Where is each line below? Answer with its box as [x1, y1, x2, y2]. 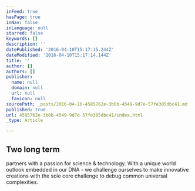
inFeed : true [6, 8, 38, 15]
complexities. [6, 178, 39, 185]
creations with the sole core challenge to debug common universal [6, 172, 167, 179]
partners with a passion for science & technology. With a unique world [6, 159, 176, 167]
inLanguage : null [6, 25, 49, 31]
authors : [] [6, 69, 35, 74]
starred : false [6, 30, 43, 36]
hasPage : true [6, 14, 41, 20]
